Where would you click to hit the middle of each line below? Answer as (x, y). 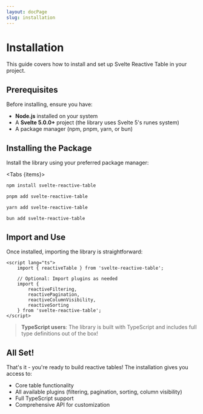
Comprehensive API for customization (62, 405)
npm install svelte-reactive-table (51, 185)
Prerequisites (32, 89)
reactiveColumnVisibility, (62, 300)
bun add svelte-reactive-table (46, 218)
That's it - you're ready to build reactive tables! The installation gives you (98, 367)
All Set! (20, 352)
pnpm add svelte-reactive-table (47, 196)
